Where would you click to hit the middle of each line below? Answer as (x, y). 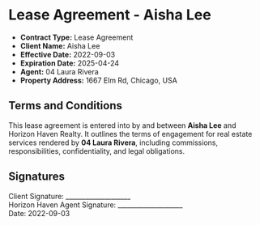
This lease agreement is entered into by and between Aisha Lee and (122, 125)
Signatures (37, 177)
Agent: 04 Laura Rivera (59, 71)
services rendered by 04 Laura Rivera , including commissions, (113, 142)
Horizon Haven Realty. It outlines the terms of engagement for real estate (130, 134)
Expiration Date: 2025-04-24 (70, 63)
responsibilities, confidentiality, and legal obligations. (97, 151)
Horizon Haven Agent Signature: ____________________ (96, 205)
